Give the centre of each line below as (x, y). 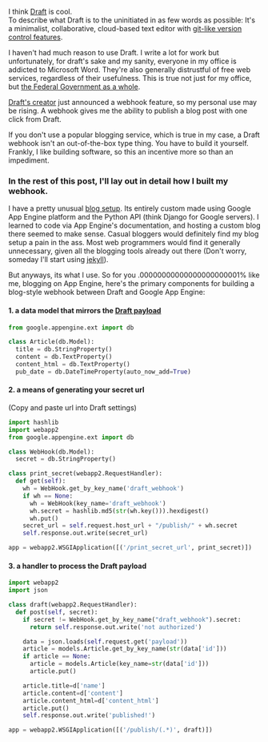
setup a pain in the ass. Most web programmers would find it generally (124, 243)
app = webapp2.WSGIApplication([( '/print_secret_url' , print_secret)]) (130, 548)
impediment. (29, 160)
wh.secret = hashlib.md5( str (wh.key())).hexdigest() (119, 511)
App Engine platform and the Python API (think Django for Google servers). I (134, 217)
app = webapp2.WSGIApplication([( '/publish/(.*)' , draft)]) (111, 730)
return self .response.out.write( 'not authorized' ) (116, 627)
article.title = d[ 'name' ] (64, 686)
